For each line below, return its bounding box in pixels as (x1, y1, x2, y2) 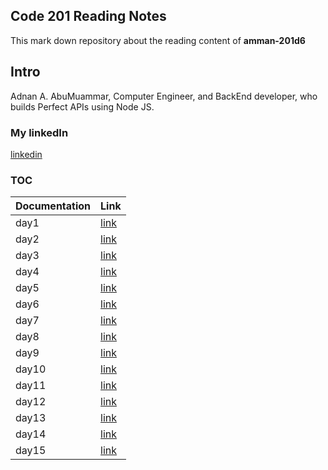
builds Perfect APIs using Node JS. (10, 100, 155, 113)
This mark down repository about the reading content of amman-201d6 (10, 34, 306, 46)
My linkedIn (10, 125, 69, 139)
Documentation (15, 199, 92, 213)
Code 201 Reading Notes (10, 8, 167, 25)
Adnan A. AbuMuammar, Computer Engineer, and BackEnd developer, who (10, 90, 318, 102)
